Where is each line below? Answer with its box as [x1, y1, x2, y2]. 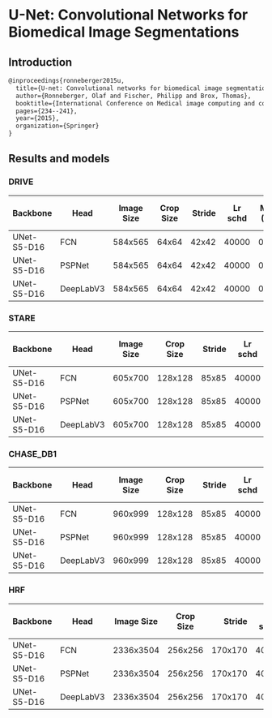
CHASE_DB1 [8, 448, 57, 459]
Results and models [8, 152, 110, 166]
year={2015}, [15, 114, 60, 123]
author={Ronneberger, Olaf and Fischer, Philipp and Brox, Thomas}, [15, 92, 252, 100]
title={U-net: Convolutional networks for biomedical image [15, 84, 223, 92]
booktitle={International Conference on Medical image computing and [15, 99, 255, 107]
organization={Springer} [15, 122, 100, 131]
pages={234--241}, [15, 107, 79, 115]
